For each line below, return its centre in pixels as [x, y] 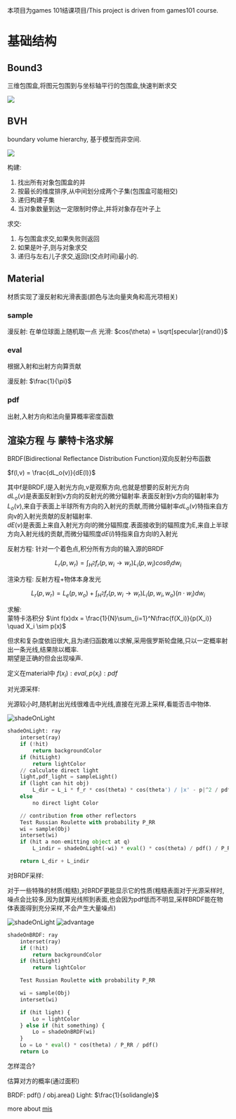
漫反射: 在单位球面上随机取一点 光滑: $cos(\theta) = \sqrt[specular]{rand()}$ [118, 331]
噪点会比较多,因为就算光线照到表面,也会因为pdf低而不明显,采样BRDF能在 [112, 899]
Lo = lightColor [56, 1019]
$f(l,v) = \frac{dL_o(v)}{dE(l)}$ [52, 473]
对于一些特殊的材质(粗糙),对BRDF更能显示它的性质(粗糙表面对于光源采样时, [116, 890]
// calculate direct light [59, 770]
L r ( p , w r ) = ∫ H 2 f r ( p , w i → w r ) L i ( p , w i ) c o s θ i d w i [118, 563]
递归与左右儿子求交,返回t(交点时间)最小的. [78, 256]
